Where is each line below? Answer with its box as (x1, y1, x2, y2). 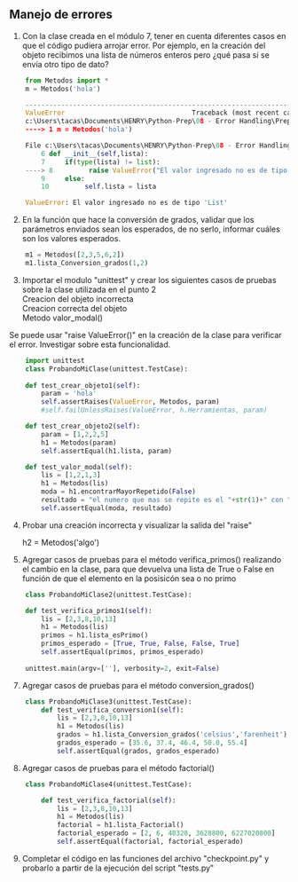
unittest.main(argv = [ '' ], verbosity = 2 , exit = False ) (25, 664, 220, 673)
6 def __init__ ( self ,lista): (41, 149, 149, 158)
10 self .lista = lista (41, 182, 157, 192)
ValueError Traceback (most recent (25, 108, 279, 118)
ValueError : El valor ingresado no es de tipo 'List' (25, 199, 228, 208)
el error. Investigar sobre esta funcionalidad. (9, 339, 171, 350)
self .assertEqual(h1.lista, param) (41, 446, 173, 455)
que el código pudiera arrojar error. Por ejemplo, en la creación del (21, 40, 266, 51)
